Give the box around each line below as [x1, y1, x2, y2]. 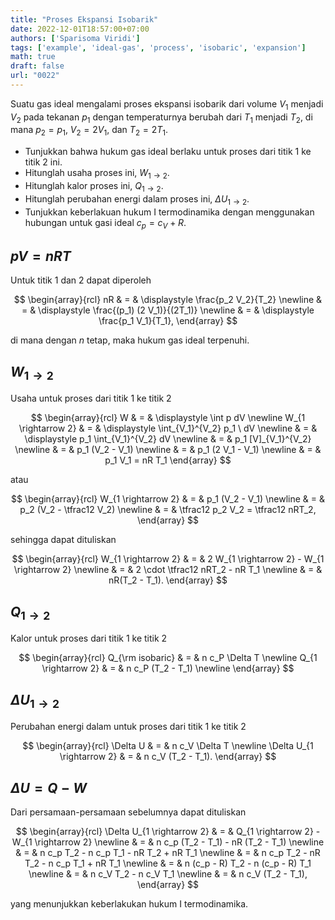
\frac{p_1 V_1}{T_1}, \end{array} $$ [98, 315, 238, 327]
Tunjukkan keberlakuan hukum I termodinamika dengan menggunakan [24, 206, 315, 218]
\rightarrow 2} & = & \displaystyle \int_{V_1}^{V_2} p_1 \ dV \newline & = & [18, 422, 318, 435]
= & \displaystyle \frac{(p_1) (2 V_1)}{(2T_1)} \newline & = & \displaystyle [21, 304, 315, 316]
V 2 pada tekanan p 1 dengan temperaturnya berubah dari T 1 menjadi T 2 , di [10, 111, 313, 125]
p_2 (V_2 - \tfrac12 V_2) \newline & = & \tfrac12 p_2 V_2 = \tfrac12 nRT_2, [19, 504, 317, 516]
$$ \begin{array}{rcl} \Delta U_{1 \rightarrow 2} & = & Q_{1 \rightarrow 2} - [15, 826, 321, 838]
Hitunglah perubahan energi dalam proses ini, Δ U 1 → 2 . [24, 192, 250, 207]
